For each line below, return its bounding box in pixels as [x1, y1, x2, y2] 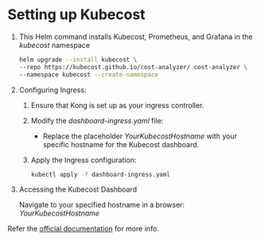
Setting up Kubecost [7, 6, 146, 24]
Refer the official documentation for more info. [7, 224, 160, 234]
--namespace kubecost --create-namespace [18, 70, 158, 79]
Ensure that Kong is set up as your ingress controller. [30, 100, 205, 110]
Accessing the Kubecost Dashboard [18, 185, 137, 194]
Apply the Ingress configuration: [30, 155, 137, 165]
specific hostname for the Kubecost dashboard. [42, 139, 200, 149]
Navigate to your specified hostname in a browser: [18, 200, 185, 210]
